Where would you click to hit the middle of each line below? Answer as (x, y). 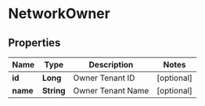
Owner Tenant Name (111, 91)
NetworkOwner (59, 14)
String (54, 91)
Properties (34, 43)
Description (111, 65)
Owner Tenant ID (104, 78)
